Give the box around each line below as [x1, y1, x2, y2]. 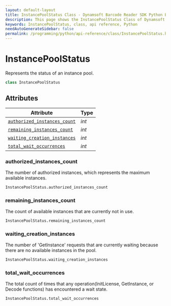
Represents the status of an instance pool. [5, 70, 94, 76]
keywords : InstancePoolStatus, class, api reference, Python [5, 21, 138, 27]
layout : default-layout [5, 7, 56, 13]
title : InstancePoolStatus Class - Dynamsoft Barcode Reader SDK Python [5, 12, 163, 17]
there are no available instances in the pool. [5, 247, 97, 253]
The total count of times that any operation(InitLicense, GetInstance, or [5, 281, 154, 287]
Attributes [5, 94, 38, 103]
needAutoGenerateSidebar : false [5, 27, 74, 32]
